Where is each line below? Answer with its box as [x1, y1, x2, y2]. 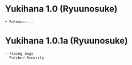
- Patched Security [5, 55, 44, 60]
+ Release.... [5, 19, 34, 24]
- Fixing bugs [5, 51, 34, 56]
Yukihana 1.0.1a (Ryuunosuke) [5, 35, 128, 46]
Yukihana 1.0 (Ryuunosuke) [5, 3, 117, 14]
